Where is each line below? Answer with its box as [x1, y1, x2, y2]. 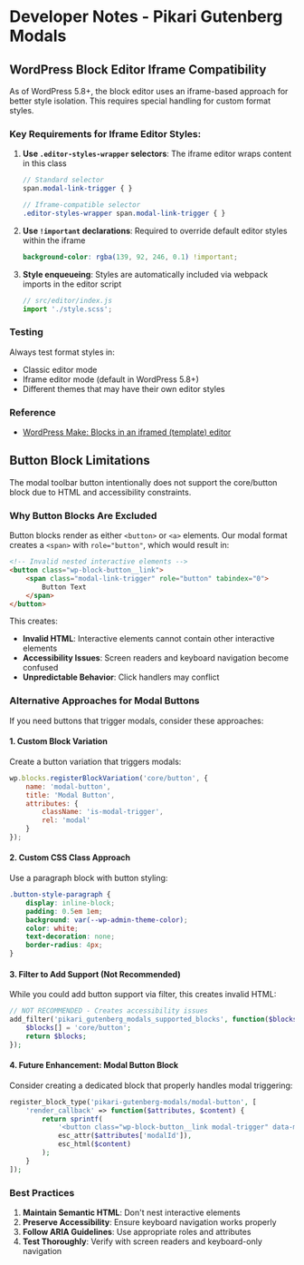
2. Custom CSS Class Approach [9, 852, 131, 863]
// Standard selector [22, 175, 104, 185]
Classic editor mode [22, 364, 98, 375]
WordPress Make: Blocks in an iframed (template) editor [22, 427, 232, 437]
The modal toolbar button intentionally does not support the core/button [9, 476, 278, 487]
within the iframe [22, 234, 86, 246]
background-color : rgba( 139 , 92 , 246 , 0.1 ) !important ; [22, 252, 238, 261]
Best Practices [9, 1186, 75, 1199]
